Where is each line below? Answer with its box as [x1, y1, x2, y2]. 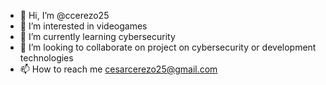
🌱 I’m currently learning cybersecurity [19, 31, 176, 42]
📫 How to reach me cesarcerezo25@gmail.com [19, 63, 218, 75]
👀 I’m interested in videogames [19, 20, 148, 32]
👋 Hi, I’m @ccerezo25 [19, 10, 110, 21]
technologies [19, 52, 74, 64]
